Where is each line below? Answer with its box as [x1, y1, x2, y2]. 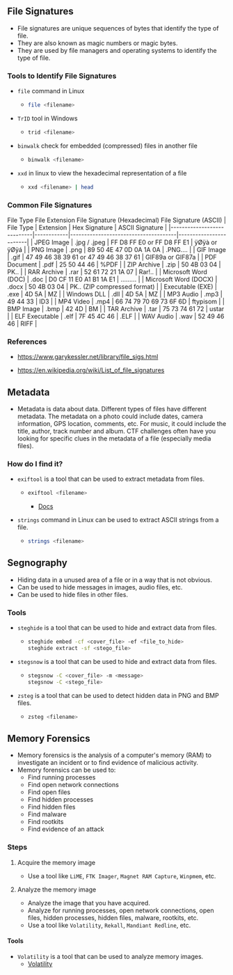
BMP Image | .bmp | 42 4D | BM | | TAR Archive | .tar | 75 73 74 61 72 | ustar [7, 304, 225, 312]
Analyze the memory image [17, 885, 97, 894]
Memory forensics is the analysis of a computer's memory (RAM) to [17, 751, 212, 759]
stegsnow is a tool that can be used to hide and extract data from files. [17, 657, 217, 665]
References [7, 337, 47, 347]
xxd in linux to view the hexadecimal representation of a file [17, 168, 187, 177]
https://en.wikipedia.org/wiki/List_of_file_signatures [17, 366, 165, 374]
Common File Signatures [7, 200, 93, 209]
